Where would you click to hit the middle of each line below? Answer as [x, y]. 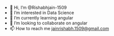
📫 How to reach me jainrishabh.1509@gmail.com [59, 28]
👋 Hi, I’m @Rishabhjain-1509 [38, 8]
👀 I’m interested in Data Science [42, 13]
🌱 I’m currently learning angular [41, 18]
